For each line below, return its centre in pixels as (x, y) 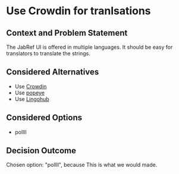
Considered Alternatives (53, 72)
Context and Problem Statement (67, 33)
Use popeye (29, 93)
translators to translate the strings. (48, 53)
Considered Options (44, 118)
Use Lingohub (32, 99)
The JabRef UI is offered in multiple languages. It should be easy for (89, 47)
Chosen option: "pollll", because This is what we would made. (82, 165)
